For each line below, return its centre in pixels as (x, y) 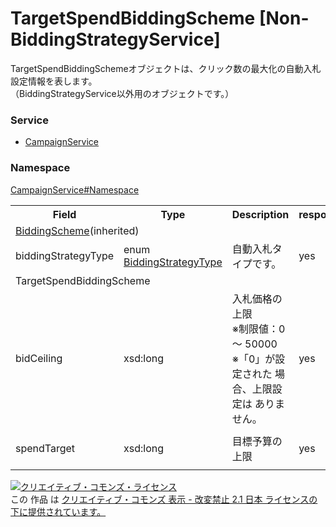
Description (260, 214)
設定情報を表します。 (54, 81)
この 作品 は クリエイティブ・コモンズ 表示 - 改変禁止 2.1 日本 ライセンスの (164, 499)
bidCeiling (39, 358)
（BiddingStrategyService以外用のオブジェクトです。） (122, 93)
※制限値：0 (258, 329)
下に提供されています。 (58, 511)
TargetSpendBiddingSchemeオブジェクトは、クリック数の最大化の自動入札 (166, 68)
